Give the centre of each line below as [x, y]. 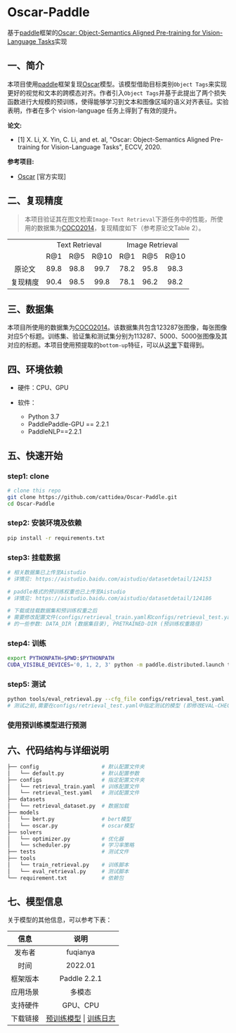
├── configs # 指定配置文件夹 [76, 780]
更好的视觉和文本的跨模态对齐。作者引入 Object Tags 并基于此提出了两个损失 [117, 93]
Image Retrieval [152, 245]
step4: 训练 [27, 643]
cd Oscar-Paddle [31, 504]
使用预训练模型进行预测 [47, 725]
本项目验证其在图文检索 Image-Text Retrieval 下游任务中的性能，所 [120, 219]
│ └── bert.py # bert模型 [69, 819]
